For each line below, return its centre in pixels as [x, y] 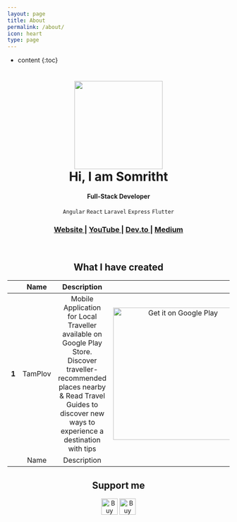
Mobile [82, 299]
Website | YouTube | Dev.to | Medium [119, 229]
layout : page [26, 14]
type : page [23, 40]
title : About [26, 20]
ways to [82, 423]
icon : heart [25, 34]
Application [82, 308]
